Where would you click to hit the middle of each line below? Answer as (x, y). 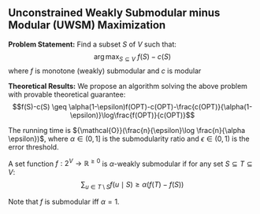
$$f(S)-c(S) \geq (39, 106)
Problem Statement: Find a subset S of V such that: (93, 44)
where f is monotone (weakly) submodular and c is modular (105, 71)
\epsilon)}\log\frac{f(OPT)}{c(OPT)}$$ (132, 115)
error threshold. (33, 147)
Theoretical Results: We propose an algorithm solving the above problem (128, 86)
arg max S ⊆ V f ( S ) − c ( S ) (132, 57)
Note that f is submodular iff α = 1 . (64, 202)
